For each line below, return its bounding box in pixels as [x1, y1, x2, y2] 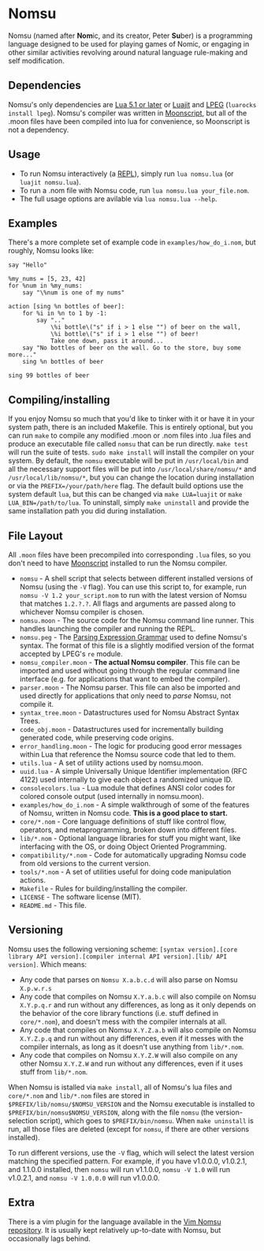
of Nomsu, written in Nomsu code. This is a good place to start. [19, 808, 229, 817]
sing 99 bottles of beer [8, 372, 90, 379]
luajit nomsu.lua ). [19, 177, 81, 186]
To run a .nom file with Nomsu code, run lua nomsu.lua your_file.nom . [19, 185, 250, 195]
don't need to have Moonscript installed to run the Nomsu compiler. [8, 558, 228, 568]
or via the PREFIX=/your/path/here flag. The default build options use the [8, 481, 244, 491]
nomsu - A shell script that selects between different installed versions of [19, 573, 254, 583]
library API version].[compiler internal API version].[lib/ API [8, 952, 227, 961]
